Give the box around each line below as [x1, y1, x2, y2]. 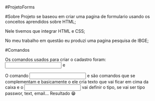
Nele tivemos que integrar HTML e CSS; [5, 28, 85, 34]
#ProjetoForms [5, 4, 35, 10]
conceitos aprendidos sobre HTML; [5, 19, 77, 24]
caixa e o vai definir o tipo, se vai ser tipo [5, 84, 145, 90]
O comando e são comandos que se [5, 73, 136, 79]
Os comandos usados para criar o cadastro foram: [5, 57, 106, 62]
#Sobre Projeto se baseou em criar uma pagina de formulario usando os [5, 14, 150, 19]
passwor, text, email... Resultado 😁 [5, 90, 76, 96]
